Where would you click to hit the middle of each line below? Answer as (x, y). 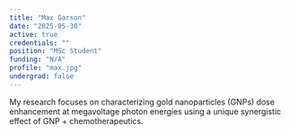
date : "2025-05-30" (46, 26)
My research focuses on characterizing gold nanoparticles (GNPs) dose (142, 102)
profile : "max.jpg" (46, 68)
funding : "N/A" (38, 59)
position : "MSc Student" (56, 51)
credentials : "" (40, 43)
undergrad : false (42, 76)
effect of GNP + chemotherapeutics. (76, 121)
